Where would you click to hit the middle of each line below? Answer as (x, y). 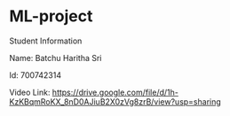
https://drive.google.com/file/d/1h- (115, 92)
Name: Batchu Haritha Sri (56, 58)
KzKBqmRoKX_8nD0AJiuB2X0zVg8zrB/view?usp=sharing (115, 101)
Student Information (46, 41)
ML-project (51, 16)
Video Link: (30, 92)
